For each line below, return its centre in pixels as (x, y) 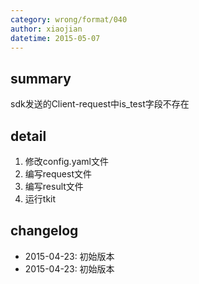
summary (41, 78)
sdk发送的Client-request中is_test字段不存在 (100, 104)
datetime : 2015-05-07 (55, 38)
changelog (44, 231)
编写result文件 (54, 186)
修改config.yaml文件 (66, 161)
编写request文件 (58, 174)
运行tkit (40, 199)
